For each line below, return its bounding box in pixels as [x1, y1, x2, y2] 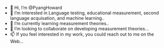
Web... [10, 39, 24, 44]
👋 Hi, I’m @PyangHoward [10, 5, 62, 10]
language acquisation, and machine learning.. [10, 15, 105, 21]
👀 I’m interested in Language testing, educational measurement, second [10, 10, 159, 16]
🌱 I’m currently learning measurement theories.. [10, 20, 109, 26]
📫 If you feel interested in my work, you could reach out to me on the [10, 31, 154, 37]
